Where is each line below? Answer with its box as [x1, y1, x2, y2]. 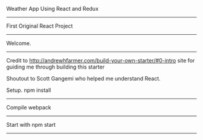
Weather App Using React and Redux [6, 5, 98, 12]
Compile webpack [6, 104, 51, 111]
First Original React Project [6, 22, 73, 29]
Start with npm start [6, 121, 56, 128]
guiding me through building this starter [6, 63, 105, 70]
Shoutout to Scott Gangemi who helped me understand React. [6, 75, 161, 82]
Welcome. [6, 40, 31, 47]
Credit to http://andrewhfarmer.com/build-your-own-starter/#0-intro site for [6, 57, 195, 64]
